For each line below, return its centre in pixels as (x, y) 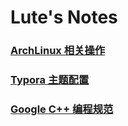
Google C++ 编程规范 (62, 109)
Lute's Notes (64, 17)
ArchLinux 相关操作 (58, 51)
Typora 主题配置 (50, 80)
